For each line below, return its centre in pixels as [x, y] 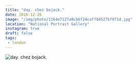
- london [17, 43]
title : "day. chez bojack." [35, 10]
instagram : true [22, 29]
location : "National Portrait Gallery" [47, 24]
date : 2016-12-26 [24, 15]
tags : [11, 38]
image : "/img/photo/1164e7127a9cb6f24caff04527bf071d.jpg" [69, 19]
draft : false [19, 33]
